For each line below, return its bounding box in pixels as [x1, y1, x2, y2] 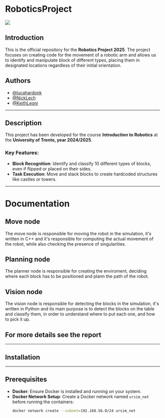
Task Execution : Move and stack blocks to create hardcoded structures [12, 171, 158, 177]
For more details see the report [5, 331, 102, 339]
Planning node [5, 255, 51, 264]
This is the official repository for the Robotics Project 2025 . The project [5, 47, 151, 53]
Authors [5, 77, 31, 85]
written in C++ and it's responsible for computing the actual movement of [5, 236, 154, 242]
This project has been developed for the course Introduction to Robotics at [5, 132, 158, 138]
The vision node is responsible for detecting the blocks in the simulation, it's [5, 301, 159, 307]
